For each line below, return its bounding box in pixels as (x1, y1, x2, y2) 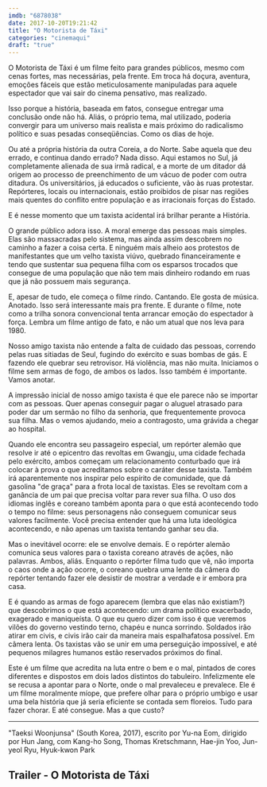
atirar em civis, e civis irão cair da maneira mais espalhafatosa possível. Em (8, 631, 255, 641)
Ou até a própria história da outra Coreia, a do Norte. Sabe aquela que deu (8, 145, 252, 154)
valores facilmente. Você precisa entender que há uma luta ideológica (8, 516, 237, 525)
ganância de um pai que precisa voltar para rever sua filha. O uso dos (8, 490, 236, 500)
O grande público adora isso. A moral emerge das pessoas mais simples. (8, 226, 247, 235)
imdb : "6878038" (8, 11, 62, 20)
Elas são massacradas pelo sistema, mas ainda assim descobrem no (8, 235, 233, 244)
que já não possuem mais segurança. (8, 277, 131, 286)
